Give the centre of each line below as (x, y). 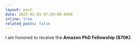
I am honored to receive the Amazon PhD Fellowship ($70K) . (68, 38)
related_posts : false (28, 23)
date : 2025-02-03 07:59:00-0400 (39, 14)
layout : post (19, 10)
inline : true (19, 19)
